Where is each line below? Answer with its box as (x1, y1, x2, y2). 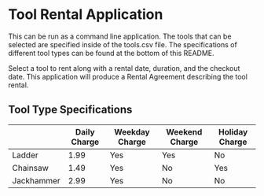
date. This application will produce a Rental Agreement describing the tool (8, 72, 247, 81)
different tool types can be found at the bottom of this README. (8, 48, 214, 57)
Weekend (166, 126, 203, 137)
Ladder (12, 150, 38, 161)
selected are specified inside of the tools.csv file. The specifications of (8, 39, 237, 49)
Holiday (218, 126, 248, 137)
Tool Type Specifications (8, 103, 133, 116)
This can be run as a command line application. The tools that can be (8, 31, 232, 41)
